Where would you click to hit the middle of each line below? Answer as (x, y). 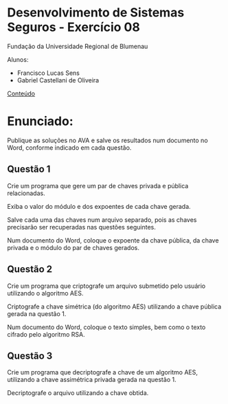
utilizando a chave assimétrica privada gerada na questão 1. (92, 380)
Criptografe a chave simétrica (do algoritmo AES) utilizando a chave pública (114, 306)
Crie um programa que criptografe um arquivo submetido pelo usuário (106, 286)
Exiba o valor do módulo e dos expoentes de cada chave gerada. (99, 206)
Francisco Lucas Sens (48, 73)
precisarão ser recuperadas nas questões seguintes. (82, 227)
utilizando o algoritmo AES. (45, 293)
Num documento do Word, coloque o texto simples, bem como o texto (106, 327)
